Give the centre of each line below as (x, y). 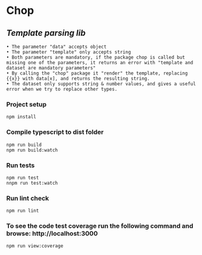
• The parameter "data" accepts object (57, 47)
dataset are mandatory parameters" (51, 68)
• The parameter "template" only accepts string (69, 52)
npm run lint (23, 211)
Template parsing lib (46, 33)
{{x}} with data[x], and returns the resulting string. (78, 79)
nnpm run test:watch (32, 183)
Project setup (26, 104)
